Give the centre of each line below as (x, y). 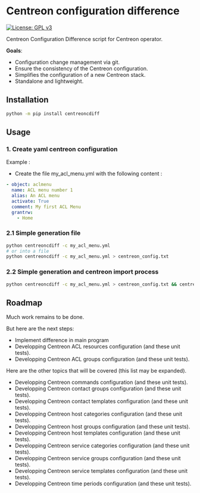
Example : (18, 162)
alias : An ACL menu (36, 196)
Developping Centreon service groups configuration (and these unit (98, 458)
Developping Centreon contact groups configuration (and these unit (98, 389)
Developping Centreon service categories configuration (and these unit (102, 446)
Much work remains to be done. (45, 317)
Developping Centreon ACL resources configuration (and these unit (97, 346)
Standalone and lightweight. (49, 81)
